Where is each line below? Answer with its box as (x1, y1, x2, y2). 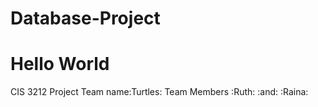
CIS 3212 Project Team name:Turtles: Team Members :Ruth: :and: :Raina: (10, 86, 309, 98)
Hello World (10, 53, 110, 76)
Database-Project (10, 7, 161, 30)
